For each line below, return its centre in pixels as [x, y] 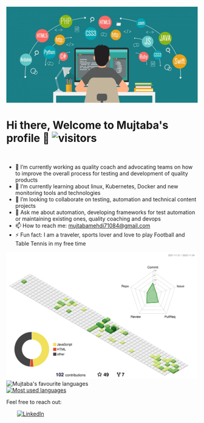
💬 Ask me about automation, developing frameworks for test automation [105, 212]
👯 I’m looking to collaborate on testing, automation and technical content [106, 199]
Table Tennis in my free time [50, 243]
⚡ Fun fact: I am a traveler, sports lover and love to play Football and [100, 235]
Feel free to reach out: [34, 402]
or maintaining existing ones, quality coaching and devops [88, 219]
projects [25, 205]
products [26, 180]
